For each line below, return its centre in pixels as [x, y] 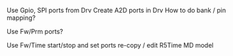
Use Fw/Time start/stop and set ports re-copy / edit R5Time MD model [110, 45]
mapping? [21, 18]
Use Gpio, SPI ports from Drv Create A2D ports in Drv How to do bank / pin [116, 10]
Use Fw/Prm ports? [35, 32]
